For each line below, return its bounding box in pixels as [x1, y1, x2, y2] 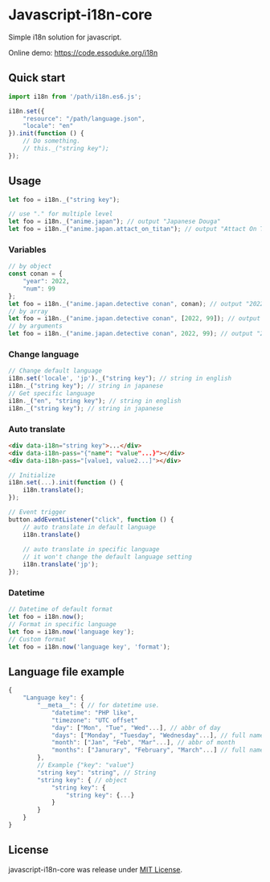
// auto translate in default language [22, 523, 157, 531]
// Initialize [8, 471, 56, 480]
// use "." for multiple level [8, 210, 113, 218]
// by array [8, 307, 48, 315]
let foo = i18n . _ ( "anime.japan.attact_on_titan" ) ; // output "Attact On [8, 225, 257, 233]
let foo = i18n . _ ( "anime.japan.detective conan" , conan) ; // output [8, 299, 243, 307]
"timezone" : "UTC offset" [51, 716, 138, 724]
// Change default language [8, 367, 103, 375]
